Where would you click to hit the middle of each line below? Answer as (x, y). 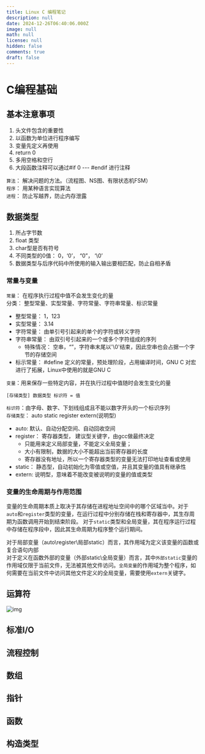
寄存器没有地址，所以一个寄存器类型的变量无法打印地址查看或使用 (107, 459)
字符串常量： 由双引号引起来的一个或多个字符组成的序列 (86, 339)
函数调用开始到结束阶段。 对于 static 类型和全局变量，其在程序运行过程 (106, 522)
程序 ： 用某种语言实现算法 (39, 188)
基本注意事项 (31, 114)
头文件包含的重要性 (39, 130)
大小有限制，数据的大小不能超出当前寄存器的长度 (86, 451)
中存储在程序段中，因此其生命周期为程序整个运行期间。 (76, 529)
